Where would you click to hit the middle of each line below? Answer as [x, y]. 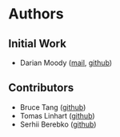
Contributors [41, 88]
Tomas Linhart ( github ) [57, 115]
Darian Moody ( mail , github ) [66, 62]
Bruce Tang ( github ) [53, 107]
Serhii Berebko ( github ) [58, 124]
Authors [36, 14]
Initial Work [37, 44]
